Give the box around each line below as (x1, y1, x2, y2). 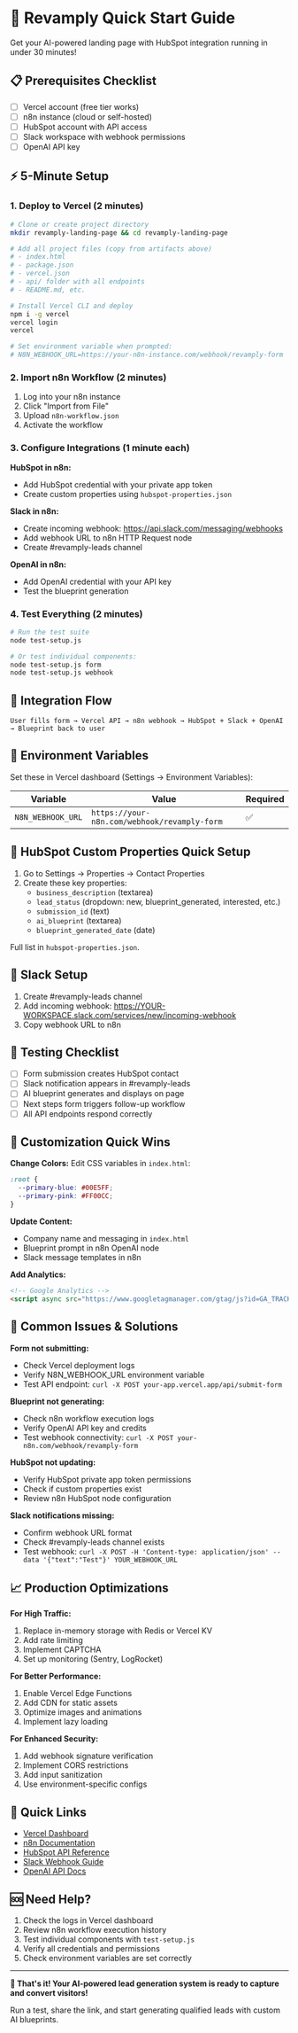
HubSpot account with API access (22, 121, 148, 132)
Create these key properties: (22, 877, 127, 888)
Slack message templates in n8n (22, 1251, 141, 1262)
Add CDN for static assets (22, 1697, 118, 1709)
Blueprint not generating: (10, 1396, 105, 1406)
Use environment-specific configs (22, 1779, 148, 1789)
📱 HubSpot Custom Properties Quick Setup (10, 845, 251, 860)
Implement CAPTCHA (22, 1644, 102, 1655)
